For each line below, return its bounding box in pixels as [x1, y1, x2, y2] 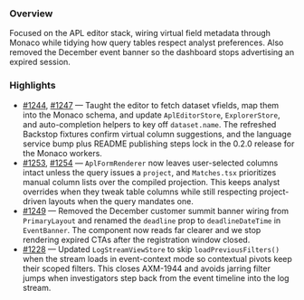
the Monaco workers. [22, 147, 102, 158]
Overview [9, 7, 53, 20]
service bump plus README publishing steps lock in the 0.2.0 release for [22, 138, 295, 149]
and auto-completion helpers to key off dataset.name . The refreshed [22, 118, 277, 129]
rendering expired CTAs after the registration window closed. [22, 234, 251, 245]
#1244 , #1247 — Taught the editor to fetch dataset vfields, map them [22, 99, 280, 110]
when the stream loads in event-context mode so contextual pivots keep [22, 253, 292, 264]
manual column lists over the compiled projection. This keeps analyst [22, 176, 280, 187]
